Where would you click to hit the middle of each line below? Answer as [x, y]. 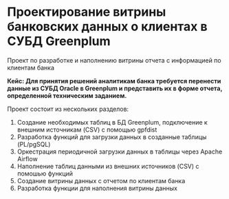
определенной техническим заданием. [67, 95]
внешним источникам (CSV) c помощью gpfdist [87, 129]
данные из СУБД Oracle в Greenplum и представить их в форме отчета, [115, 88]
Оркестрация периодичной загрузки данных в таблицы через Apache [120, 151]
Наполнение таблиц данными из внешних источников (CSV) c [108, 166]
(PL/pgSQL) [34, 144]
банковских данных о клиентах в [107, 27]
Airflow [27, 158]
